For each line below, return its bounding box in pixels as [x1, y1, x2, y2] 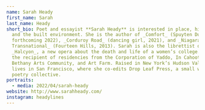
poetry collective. [12, 71, 62, 78]
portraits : [6, 77, 34, 83]
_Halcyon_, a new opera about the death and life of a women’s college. [12, 49, 201, 55]
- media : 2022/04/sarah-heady [12, 83, 88, 89]
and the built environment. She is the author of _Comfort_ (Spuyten [12, 32, 192, 38]
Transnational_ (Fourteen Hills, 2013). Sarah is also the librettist [12, 43, 195, 50]
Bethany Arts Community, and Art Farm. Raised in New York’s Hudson [12, 60, 190, 66]
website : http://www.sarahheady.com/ [6, 89, 103, 95]
